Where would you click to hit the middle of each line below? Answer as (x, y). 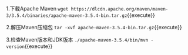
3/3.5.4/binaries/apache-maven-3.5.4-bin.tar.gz (67, 16)
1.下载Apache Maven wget (37, 8)
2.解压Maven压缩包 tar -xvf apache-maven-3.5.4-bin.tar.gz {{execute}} (94, 27)
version (16, 47)
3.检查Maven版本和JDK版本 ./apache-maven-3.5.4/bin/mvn (77, 39)
